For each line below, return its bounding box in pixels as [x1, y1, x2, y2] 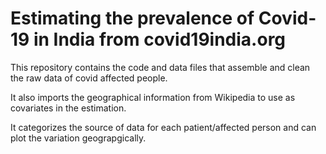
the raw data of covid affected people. [10, 72, 168, 84]
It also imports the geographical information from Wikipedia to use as [10, 91, 296, 103]
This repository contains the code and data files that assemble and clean [10, 61, 311, 73]
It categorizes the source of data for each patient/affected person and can [10, 121, 317, 133]
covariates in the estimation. [10, 102, 127, 114]
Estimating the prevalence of [10, 7, 255, 30]
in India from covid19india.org [33, 28, 287, 51]
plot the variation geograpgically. [10, 132, 147, 144]
